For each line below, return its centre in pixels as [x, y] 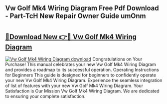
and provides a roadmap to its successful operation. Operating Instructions [82, 70]
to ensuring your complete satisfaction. [45, 96]
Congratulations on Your [117, 59]
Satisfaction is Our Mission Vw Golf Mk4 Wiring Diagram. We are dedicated [82, 91]
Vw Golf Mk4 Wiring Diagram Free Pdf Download [82, 8]
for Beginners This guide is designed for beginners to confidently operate [81, 75]
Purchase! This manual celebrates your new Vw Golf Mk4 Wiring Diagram [81, 64]
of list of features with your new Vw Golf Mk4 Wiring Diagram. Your [74, 85]
